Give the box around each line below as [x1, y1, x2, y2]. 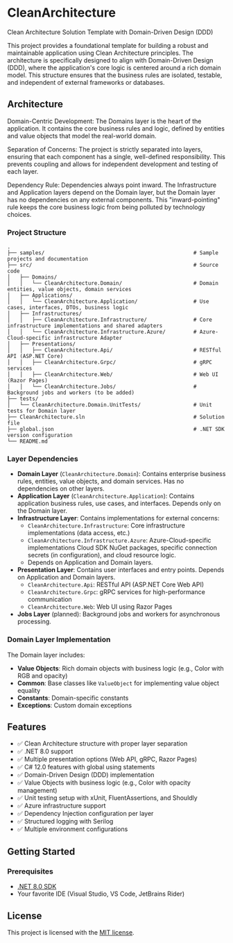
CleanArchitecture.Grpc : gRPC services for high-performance [27, 588, 206, 596]
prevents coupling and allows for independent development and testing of [7, 160, 218, 168]
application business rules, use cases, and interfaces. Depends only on [17, 499, 221, 508]
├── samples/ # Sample [7, 249, 218, 256]
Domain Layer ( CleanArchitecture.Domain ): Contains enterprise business [17, 470, 226, 478]
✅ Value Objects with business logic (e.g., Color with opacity [17, 778, 191, 787]
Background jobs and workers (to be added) [7, 389, 135, 397]
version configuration [7, 432, 73, 439]
